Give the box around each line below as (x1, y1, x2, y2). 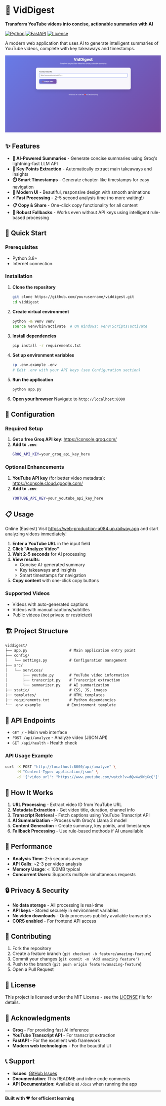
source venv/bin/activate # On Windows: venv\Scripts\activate (12, 324, 148, 329)
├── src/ (5, 663, 23, 668)
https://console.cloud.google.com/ (12, 480, 83, 486)
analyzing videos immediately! (5, 531, 67, 537)
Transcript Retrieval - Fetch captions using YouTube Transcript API (12, 812, 150, 818)
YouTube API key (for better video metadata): (12, 475, 105, 481)
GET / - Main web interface (12, 730, 68, 736)
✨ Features (5, 142, 40, 150)
